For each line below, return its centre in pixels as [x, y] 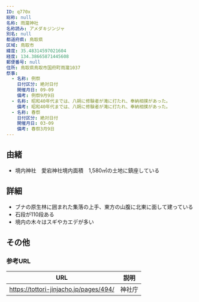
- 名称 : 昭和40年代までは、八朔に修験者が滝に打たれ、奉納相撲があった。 [91, 101]
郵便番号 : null [23, 62]
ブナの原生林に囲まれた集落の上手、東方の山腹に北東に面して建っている [104, 207]
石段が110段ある [35, 214]
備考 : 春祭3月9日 [36, 129]
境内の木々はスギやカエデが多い [54, 222]
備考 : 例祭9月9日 [36, 95]
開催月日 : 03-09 [35, 124]
